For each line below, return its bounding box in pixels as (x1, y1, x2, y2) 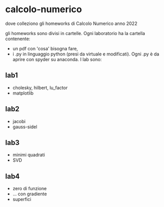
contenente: (5, 36, 30, 42)
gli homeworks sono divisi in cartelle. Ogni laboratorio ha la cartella (5, 30, 145, 36)
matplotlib (12, 90, 34, 96)
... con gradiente (12, 191, 47, 197)
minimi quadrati (12, 152, 46, 158)
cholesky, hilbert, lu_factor (12, 84, 68, 91)
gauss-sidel (12, 124, 37, 130)
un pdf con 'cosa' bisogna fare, (12, 45, 78, 51)
